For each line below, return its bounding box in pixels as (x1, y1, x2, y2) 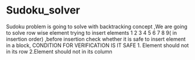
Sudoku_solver (6, 4, 80, 17)
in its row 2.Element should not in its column (6, 48, 112, 55)
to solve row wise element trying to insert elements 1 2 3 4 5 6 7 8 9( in (6, 29, 177, 36)
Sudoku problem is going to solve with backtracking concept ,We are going (6, 23, 187, 30)
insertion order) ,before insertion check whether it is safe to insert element (6, 35, 186, 42)
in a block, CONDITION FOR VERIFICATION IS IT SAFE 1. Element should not (6, 42, 189, 49)
